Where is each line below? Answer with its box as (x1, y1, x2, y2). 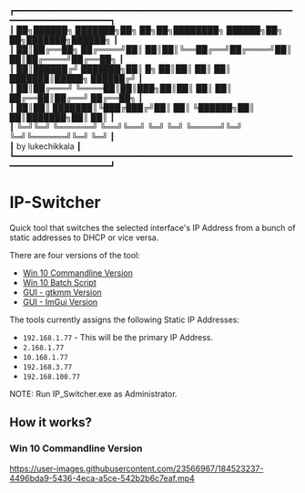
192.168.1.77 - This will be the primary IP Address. (22, 331, 214, 342)
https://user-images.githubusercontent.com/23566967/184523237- (9, 463, 264, 474)
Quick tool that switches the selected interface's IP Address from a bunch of (9, 222, 296, 233)
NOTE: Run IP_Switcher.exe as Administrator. (9, 388, 178, 399)
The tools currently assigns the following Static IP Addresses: (9, 314, 239, 325)
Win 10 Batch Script (22, 277, 97, 288)
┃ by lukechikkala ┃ (9, 141, 82, 152)
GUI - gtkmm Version (22, 287, 102, 298)
